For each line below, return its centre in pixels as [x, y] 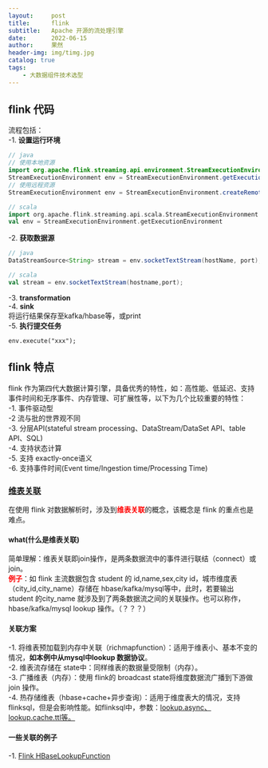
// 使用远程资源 [32, 185]
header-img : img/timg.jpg [51, 53]
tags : [17, 68]
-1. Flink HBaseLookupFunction [59, 755]
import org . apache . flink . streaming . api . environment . [98, 170]
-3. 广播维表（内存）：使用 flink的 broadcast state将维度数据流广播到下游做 [131, 678]
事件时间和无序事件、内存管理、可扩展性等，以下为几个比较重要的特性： [127, 398]
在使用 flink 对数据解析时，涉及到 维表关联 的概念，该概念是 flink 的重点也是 [131, 509]
